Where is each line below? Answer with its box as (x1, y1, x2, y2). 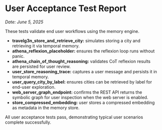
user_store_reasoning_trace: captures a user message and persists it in (12, 68, 158, 74)
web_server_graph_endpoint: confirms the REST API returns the (12, 89, 142, 95)
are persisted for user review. (12, 64, 71, 69)
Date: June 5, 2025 (5, 19, 44, 25)
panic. (12, 53, 25, 59)
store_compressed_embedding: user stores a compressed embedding (12, 99, 155, 105)
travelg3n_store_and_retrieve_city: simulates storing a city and (12, 37, 141, 44)
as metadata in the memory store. (12, 105, 80, 111)
